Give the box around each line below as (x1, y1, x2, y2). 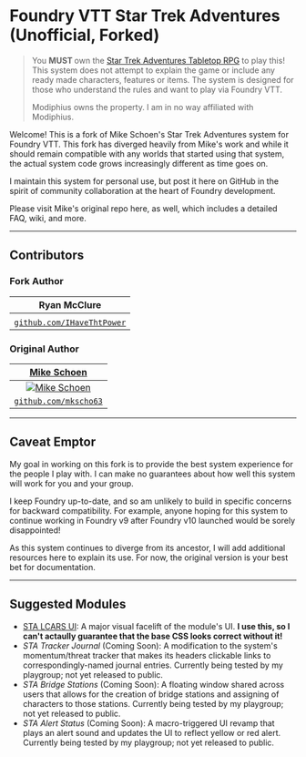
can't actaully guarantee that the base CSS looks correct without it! (22, 630, 283, 641)
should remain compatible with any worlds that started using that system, (9, 148, 285, 159)
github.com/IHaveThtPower (14, 317, 127, 328)
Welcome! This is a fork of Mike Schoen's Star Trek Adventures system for (9, 128, 290, 139)
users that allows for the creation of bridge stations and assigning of (22, 689, 280, 700)
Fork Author (9, 275, 64, 288)
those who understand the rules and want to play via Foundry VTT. (31, 84, 283, 95)
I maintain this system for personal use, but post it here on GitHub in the (9, 175, 280, 187)
